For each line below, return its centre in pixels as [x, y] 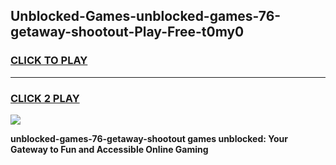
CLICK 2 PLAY [45, 98]
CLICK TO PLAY [49, 61]
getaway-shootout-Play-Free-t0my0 [127, 32]
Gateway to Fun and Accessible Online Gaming [109, 149]
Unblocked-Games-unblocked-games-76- [146, 16]
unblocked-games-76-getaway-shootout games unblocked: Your [149, 138]
